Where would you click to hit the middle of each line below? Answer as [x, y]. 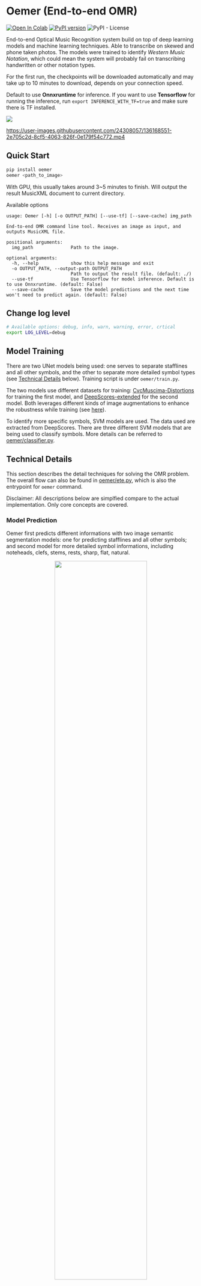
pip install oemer [29, 170]
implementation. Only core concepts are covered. [67, 504]
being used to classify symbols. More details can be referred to [85, 434]
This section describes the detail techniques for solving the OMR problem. [98, 474]
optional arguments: [32, 258]
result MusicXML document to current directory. [66, 193]
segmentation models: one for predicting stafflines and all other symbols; [97, 539]
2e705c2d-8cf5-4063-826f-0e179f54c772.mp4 [66, 137]
